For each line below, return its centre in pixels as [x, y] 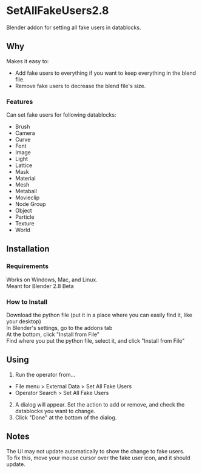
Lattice [24, 165]
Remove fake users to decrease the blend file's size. [80, 86]
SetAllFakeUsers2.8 [58, 11]
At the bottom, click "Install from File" [53, 334]
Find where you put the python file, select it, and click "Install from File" [96, 341]
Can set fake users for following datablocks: [61, 115]
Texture [25, 224]
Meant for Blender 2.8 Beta [40, 286]
